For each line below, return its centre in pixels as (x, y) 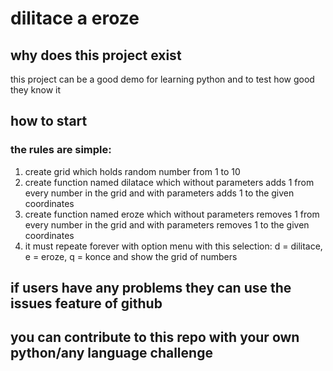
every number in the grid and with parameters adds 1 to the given (159, 193)
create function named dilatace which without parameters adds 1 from (169, 182)
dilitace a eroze (75, 18)
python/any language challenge (111, 353)
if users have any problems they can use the (151, 288)
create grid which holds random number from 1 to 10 (132, 171)
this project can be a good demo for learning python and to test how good (162, 79)
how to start (49, 121)
